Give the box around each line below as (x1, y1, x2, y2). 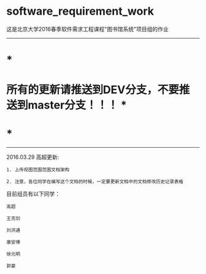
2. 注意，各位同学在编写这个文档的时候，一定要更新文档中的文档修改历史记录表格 (6, 179, 184, 185)
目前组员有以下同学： (6, 190, 60, 197)
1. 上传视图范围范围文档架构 (6, 167, 70, 173)
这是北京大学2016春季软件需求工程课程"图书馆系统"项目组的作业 (6, 25, 169, 32)
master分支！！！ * (28, 98, 127, 112)
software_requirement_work (6, 4, 154, 18)
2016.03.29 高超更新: (6, 153, 59, 161)
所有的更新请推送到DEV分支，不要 (6, 83, 180, 97)
